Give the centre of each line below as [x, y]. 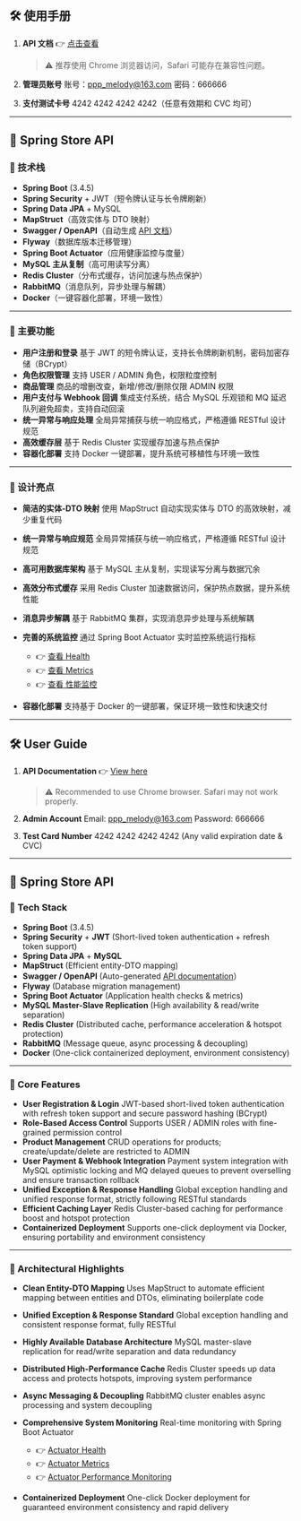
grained [36, 1132]
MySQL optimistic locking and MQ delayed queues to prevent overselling [156, 1170]
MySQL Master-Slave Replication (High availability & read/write [141, 1005]
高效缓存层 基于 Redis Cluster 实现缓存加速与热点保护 [121, 442]
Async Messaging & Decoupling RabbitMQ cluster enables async [144, 1396]
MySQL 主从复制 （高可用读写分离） [88, 264]
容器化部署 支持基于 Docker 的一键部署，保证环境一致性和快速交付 [145, 706]
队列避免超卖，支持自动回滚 [73, 408]
